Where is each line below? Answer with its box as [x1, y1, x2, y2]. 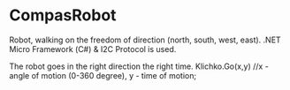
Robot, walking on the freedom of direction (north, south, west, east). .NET [9, 34, 281, 45]
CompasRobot [9, 5, 117, 26]
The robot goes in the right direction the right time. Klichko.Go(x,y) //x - [9, 61, 270, 71]
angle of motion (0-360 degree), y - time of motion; [9, 70, 197, 80]
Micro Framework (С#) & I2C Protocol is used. [9, 43, 177, 54]
